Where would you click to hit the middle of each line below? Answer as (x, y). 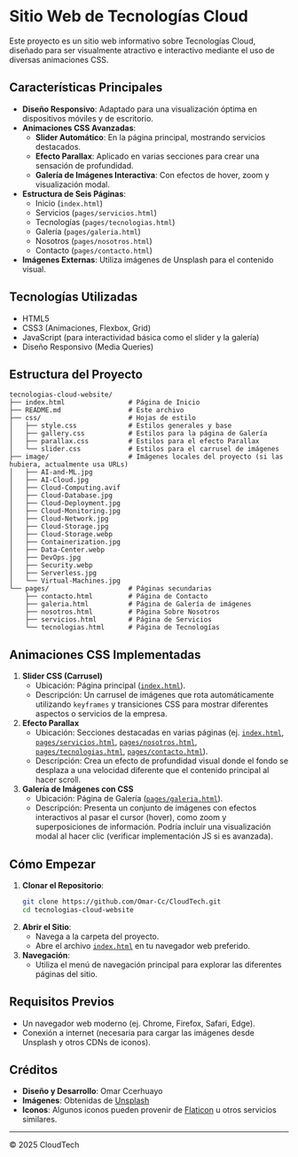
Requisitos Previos (62, 1002)
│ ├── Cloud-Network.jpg (59, 519)
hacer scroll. (58, 780)
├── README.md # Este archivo (97, 410)
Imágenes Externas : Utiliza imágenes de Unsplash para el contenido (148, 260)
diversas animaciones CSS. (59, 59)
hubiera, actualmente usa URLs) (69, 465)
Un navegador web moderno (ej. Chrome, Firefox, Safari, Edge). (138, 1023)
